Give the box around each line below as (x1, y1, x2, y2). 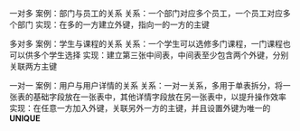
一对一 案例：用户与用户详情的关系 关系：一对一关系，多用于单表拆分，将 (9, 80, 283, 90)
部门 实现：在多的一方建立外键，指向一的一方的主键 (16, 19, 210, 30)
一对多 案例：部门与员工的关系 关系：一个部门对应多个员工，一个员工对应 (9, 8, 283, 18)
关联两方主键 (9, 61, 57, 71)
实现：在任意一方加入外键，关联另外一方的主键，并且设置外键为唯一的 (9, 103, 271, 113)
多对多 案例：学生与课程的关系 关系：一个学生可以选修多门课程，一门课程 (9, 39, 283, 49)
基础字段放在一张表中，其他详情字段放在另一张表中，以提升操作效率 (33, 91, 286, 102)
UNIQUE (9, 113, 41, 124)
